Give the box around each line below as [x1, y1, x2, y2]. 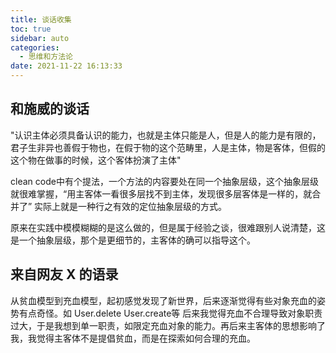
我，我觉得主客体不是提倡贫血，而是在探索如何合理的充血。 [10, 332, 256, 344]
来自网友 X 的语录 [10, 266, 119, 283]
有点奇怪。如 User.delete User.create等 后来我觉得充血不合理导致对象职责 [18, 307, 323, 319]
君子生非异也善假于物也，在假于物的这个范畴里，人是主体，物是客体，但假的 [10, 141, 326, 153]
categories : [10, 42, 60, 53]
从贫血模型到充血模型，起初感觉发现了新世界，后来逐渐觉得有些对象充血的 [10, 294, 317, 306]
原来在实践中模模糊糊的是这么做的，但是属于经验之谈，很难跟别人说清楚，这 [10, 221, 326, 233]
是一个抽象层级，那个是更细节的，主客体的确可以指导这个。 [10, 234, 256, 246]
